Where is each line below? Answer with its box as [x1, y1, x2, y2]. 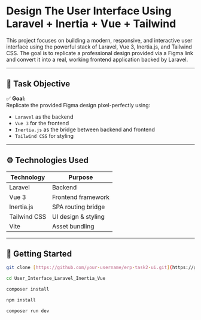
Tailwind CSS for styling [14, 132, 74, 139]
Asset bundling [51, 222, 95, 230]
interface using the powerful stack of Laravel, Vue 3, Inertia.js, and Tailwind [6, 43, 193, 50]
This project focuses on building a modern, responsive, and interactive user [6, 37, 193, 44]
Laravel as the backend [14, 113, 74, 120]
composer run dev [6, 307, 50, 314]
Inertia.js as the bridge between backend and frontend [14, 126, 156, 133]
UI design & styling [51, 212, 105, 221]
